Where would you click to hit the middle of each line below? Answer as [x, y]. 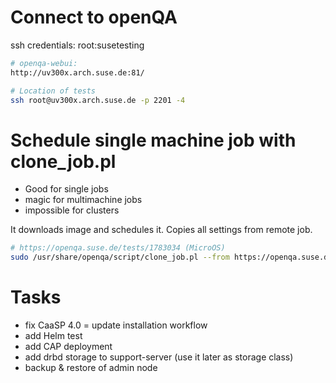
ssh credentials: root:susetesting [77, 45]
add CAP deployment [68, 347]
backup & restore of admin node [91, 368]
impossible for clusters [72, 210]
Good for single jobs [66, 189]
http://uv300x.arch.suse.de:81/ [77, 72]
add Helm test [53, 336]
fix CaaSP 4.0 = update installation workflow [116, 325]
